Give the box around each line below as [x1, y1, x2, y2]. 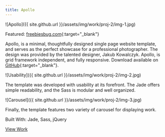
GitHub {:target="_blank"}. [5, 62, 59, 68]
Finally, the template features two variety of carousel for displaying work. [5, 106, 157, 112]
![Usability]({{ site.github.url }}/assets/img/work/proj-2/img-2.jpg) [5, 72, 141, 78]
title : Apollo [5, 7, 35, 13]
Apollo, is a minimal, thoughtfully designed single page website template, [5, 41, 156, 47]
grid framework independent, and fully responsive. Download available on [5, 56, 158, 63]
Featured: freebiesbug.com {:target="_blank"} [5, 31, 100, 37]
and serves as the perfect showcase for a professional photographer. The [5, 46, 158, 52]
